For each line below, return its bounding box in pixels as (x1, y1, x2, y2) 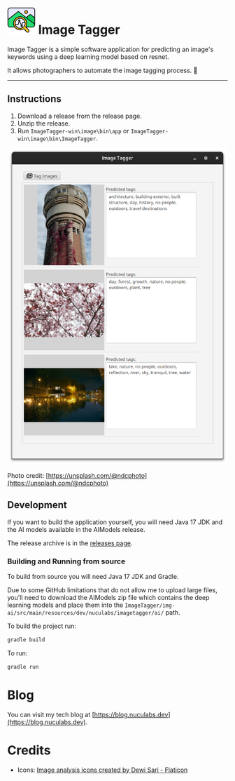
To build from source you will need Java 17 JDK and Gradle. (7, 573, 179, 581)
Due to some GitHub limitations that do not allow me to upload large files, (7, 586, 218, 594)
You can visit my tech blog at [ (7, 710, 94, 719)
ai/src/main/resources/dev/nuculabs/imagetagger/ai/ (7, 610, 164, 617)
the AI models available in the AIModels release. (7, 525, 145, 533)
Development (7, 499, 68, 511)
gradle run (7, 664, 39, 671)
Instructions (7, 93, 62, 105)
